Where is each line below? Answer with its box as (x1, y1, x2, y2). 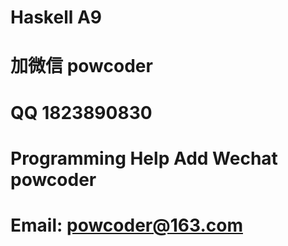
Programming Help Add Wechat (10, 147, 278, 170)
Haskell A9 (10, 6, 103, 29)
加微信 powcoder (10, 55, 153, 78)
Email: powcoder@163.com (10, 214, 243, 236)
